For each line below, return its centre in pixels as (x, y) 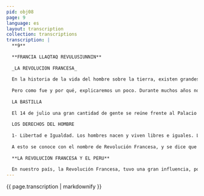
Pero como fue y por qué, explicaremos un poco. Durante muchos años (101, 91)
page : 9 (16, 18)
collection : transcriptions (42, 34)
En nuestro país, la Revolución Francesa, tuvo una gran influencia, (101, 169)
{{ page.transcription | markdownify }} (54, 187)
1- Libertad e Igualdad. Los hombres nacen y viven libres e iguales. (103, 136)
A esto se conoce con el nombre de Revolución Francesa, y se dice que (104, 147)
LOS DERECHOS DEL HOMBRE (43, 125)
